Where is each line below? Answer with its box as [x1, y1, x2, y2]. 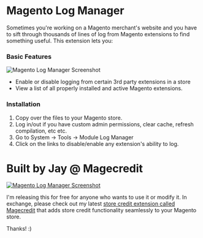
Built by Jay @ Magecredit [6, 161, 143, 175]
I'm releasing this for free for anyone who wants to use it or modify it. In [6, 194, 187, 201]
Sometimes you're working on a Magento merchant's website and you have [6, 24, 197, 31]
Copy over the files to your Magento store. [15, 114, 123, 121]
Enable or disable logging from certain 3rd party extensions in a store [15, 78, 191, 86]
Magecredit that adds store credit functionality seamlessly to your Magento [6, 207, 197, 214]
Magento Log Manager [6, 4, 124, 18]
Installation [6, 100, 41, 109]
